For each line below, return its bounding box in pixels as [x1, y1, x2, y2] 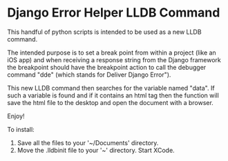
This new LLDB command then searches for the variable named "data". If [7, 84, 216, 92]
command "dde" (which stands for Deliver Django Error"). [7, 70, 171, 79]
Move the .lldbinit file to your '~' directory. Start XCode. [17, 146, 175, 154]
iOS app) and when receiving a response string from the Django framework [7, 55, 221, 64]
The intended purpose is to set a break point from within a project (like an [7, 48, 216, 57]
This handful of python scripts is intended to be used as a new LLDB [7, 28, 202, 36]
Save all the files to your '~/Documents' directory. [17, 138, 159, 146]
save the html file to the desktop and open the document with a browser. [7, 98, 214, 106]
